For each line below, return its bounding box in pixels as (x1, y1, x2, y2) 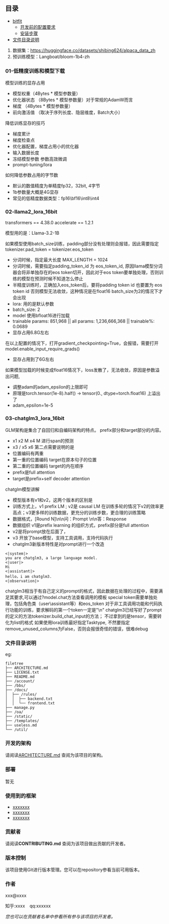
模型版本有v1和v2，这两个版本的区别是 (12, 497, 93, 503)
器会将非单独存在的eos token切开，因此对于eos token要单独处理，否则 (12, 270, 159, 276)
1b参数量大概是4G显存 (12, 189, 59, 195)
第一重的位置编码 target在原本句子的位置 (12, 456, 97, 463)
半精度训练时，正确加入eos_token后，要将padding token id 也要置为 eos (12, 282, 162, 288)
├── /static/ (5, 714, 33, 719)
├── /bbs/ (5, 683, 26, 688)
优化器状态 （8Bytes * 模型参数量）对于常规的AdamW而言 (12, 97, 133, 103)
